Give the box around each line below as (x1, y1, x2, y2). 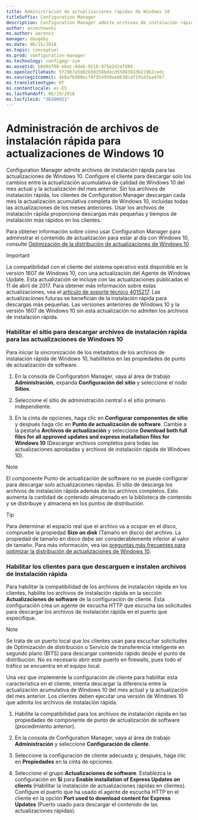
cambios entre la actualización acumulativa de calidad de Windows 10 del (6, 179, 185, 186)
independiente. (14, 403, 52, 410)
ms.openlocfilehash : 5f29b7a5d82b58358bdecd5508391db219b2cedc (6, 69, 165, 75)
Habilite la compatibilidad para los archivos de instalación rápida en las (14, 710, 187, 717)
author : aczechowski (6, 25, 57, 31)
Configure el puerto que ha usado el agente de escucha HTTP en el (14, 788, 179, 796)
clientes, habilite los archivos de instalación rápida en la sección (6, 590, 162, 597)
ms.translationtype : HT (6, 80, 65, 86)
